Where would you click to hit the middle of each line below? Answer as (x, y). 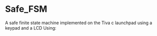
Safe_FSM (26, 9)
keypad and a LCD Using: (31, 28)
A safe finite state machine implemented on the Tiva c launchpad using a (79, 23)
